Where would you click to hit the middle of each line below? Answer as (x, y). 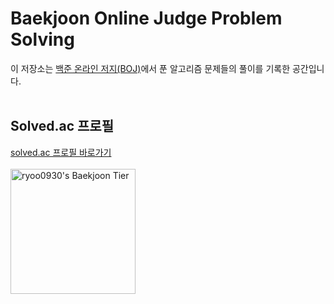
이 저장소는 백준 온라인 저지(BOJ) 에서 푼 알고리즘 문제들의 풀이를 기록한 (150, 68)
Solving (42, 39)
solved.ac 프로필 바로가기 (61, 152)
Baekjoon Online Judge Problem (146, 18)
